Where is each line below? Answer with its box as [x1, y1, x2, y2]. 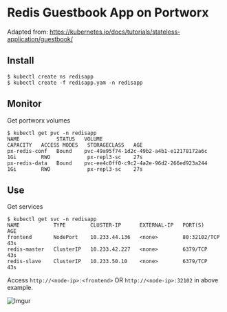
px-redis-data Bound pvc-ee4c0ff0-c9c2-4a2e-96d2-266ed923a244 [7, 160, 208, 167]
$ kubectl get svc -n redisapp [7, 216, 97, 223]
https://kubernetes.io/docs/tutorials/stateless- [49, 28, 181, 36]
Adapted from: [7, 28, 48, 36]
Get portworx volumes [7, 116, 71, 125]
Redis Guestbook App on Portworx [7, 5, 209, 21]
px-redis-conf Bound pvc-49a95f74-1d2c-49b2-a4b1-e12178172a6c [7, 147, 208, 154]
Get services [7, 202, 43, 211]
